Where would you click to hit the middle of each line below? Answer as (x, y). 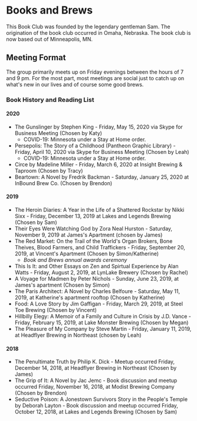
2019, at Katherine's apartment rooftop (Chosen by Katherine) (90, 298)
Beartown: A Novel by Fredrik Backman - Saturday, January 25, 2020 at (102, 177)
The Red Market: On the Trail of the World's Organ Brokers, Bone (93, 241)
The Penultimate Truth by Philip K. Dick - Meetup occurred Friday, (95, 362)
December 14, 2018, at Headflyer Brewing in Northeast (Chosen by (96, 368)
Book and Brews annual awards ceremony (75, 260)
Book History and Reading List (50, 100)
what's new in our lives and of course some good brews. (75, 84)
